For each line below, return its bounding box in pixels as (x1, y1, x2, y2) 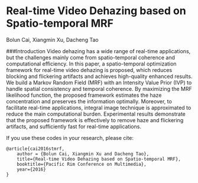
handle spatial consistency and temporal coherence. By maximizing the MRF (6, 85, 192, 92)
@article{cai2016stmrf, (6, 146, 65, 152)
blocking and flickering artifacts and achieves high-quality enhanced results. (6, 73, 193, 80)
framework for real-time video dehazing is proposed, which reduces (6, 66, 173, 73)
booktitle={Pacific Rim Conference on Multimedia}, (17, 161, 147, 167)
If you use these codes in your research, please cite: (6, 134, 134, 141)
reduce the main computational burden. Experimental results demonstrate (6, 110, 186, 117)
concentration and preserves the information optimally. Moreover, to (6, 97, 173, 104)
